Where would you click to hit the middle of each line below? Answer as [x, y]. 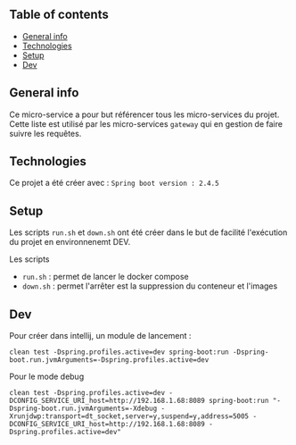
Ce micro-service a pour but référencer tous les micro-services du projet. [144, 114]
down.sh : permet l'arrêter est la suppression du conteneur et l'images [150, 286]
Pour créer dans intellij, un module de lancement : [100, 336]
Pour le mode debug [47, 377]
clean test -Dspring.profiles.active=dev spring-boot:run [119, 352]
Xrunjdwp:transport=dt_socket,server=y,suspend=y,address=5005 [129, 416]
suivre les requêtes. [45, 133]
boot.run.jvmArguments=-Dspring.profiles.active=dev [109, 360]
